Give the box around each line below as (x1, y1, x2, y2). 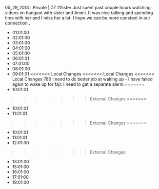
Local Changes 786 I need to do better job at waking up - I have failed (12, 76, 153, 82)
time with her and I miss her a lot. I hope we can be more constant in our (5, 15, 151, 20)
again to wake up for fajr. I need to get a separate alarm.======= (12, 81, 145, 87)
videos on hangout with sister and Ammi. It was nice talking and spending (5, 10, 153, 16)
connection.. (5, 20, 30, 26)
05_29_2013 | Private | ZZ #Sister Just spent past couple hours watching (5, 5, 151, 10)
